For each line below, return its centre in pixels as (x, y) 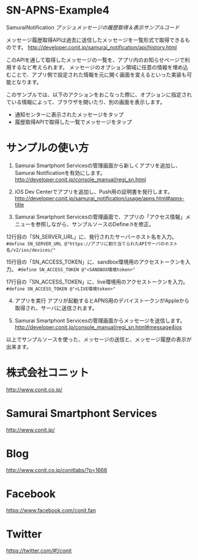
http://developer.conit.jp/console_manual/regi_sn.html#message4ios (98, 327)
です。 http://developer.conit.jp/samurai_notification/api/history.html (94, 47)
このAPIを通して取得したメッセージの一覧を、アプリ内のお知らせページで (95, 60)
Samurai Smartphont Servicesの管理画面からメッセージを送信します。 (100, 320)
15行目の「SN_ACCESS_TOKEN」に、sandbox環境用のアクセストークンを (96, 262)
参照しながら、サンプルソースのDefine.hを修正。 (95, 224)
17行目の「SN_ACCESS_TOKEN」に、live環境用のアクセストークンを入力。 (97, 282)
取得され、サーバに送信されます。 (56, 308)
